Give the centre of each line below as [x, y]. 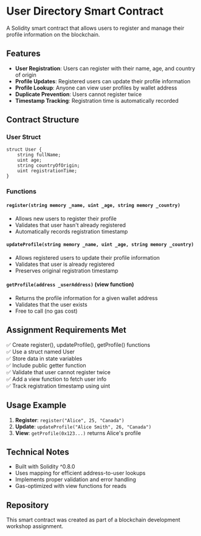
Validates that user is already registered [65, 264]
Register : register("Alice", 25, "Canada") [70, 420]
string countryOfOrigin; [49, 165]
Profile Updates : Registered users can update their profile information [103, 81]
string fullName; [39, 155]
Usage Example [36, 405]
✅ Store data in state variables [44, 358]
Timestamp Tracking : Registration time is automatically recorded [97, 100]
